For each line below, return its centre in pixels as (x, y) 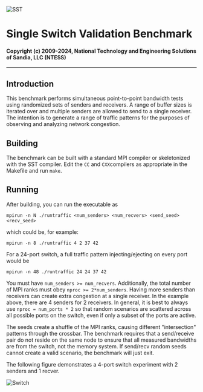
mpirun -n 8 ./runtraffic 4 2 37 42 (52, 243)
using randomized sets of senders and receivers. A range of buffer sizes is (99, 105)
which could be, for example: (42, 232)
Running (23, 190)
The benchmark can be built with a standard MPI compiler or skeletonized (98, 158)
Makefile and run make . (34, 171)
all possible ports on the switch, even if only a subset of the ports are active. (101, 315)
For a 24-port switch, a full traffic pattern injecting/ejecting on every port (97, 254)
